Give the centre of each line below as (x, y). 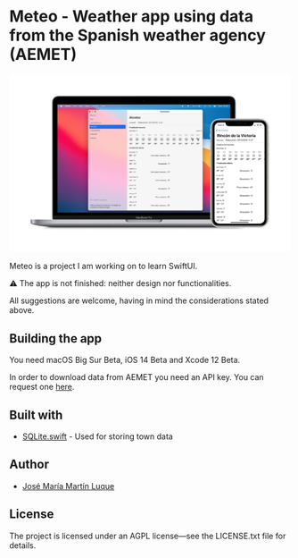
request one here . (42, 387)
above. (22, 310)
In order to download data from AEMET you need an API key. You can (137, 377)
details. (23, 545)
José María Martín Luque (68, 486)
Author (29, 465)
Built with (36, 414)
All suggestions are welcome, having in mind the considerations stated (139, 300)
